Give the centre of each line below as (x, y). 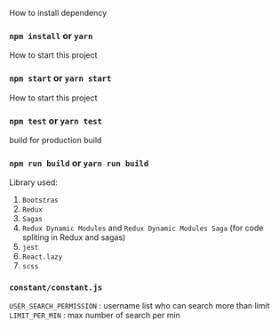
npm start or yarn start (60, 78)
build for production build (56, 140)
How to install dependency (58, 13)
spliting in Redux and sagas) (74, 237)
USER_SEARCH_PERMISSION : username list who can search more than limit (139, 306)
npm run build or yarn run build (79, 163)
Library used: (33, 182)
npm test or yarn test (56, 121)
